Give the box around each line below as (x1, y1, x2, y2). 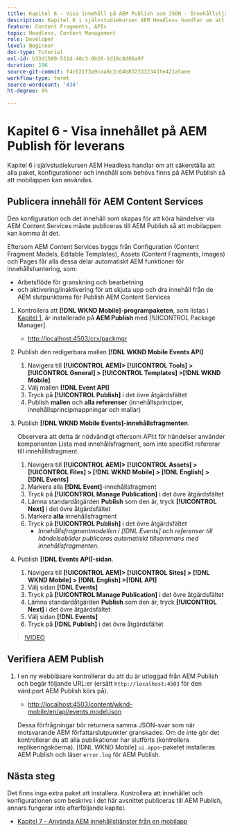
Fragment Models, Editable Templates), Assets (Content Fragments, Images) (7, 250, 225, 258)
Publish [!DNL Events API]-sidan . (17, 555, 114, 563)
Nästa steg (7, 770, 55, 782)
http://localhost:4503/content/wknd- (27, 700, 133, 708)
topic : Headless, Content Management (7, 29, 116, 37)
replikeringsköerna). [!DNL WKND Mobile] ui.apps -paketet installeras (17, 743, 216, 751)
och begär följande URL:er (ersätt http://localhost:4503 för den (17, 679, 202, 687)
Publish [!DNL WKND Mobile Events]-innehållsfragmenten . (17, 419, 190, 427)
